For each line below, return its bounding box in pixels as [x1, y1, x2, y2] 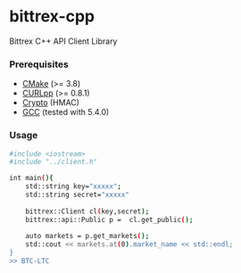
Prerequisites [9, 58, 69, 70]
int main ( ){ [9, 174, 54, 183]
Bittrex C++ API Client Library [9, 36, 118, 46]
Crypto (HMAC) [21, 97, 80, 108]
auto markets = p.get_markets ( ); [25, 232, 150, 241]
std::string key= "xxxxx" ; [25, 182, 122, 191]
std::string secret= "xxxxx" [25, 190, 129, 200]
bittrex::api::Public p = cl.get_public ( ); [25, 215, 194, 224]
